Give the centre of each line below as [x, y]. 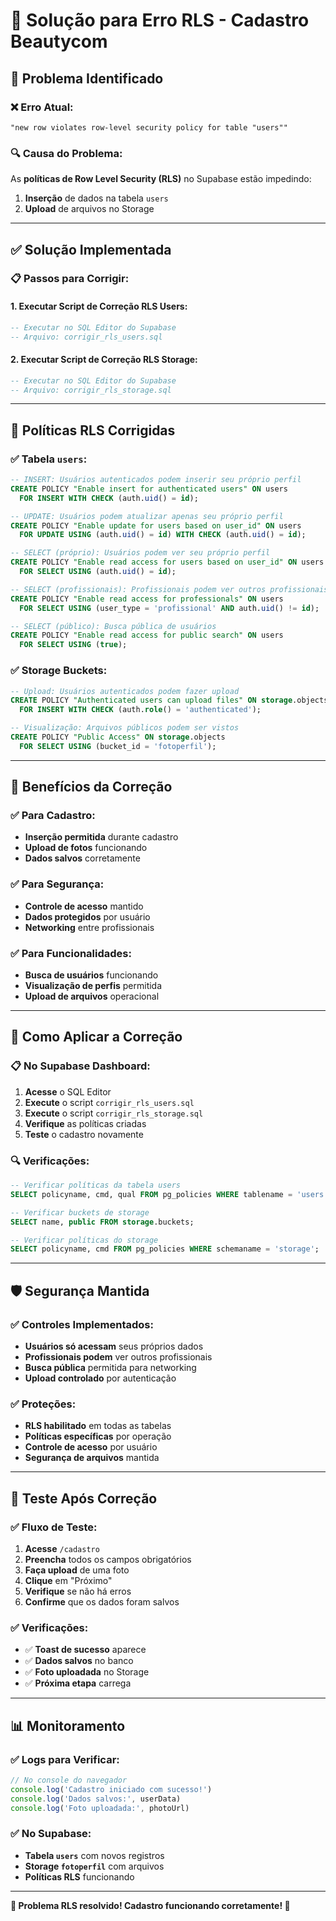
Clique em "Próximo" [68, 1580]
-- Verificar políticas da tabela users [96, 1185]
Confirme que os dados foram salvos [102, 1601]
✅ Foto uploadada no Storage [87, 1672]
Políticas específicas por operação [98, 1436]
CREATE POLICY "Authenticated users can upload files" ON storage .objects [169, 700]
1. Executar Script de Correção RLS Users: [99, 306]
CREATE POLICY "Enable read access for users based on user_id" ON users [167, 562]
